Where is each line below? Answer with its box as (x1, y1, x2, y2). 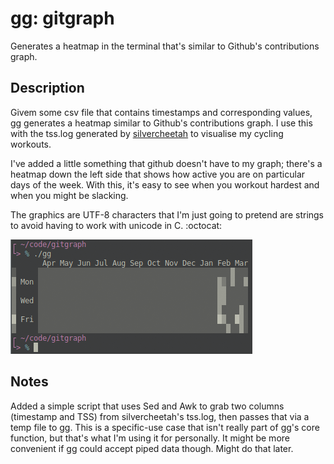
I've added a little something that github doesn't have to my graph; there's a (10, 157, 323, 169)
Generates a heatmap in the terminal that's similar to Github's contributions (10, 40, 320, 52)
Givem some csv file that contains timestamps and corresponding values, (10, 106, 313, 118)
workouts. (10, 138, 52, 150)
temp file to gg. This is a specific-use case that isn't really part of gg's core (10, 421, 320, 433)
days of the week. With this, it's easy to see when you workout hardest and (10, 178, 320, 191)
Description (10, 80, 85, 97)
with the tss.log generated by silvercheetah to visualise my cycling (10, 127, 284, 139)
